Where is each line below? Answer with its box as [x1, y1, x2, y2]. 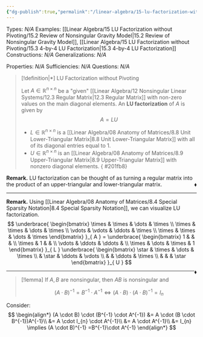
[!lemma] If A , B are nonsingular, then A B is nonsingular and [21, 276, 169, 283]
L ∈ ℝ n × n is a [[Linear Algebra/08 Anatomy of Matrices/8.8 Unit [30, 128, 191, 136]
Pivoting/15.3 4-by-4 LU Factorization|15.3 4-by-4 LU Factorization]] [6, 45, 176, 52]
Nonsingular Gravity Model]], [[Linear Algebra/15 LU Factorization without [6, 38, 190, 45]
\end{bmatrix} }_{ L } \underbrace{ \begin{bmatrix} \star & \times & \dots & [8, 245, 195, 253]
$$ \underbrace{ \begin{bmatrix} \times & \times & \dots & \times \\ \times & [7, 220, 196, 227]
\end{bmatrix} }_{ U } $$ [71, 259, 132, 266]
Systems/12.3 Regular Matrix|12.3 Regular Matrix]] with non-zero [21, 94, 182, 101]
